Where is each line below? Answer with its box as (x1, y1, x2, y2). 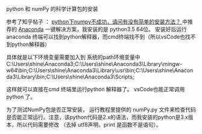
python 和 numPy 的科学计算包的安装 (6, 5, 98, 12)
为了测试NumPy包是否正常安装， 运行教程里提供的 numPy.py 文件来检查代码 (6, 106, 196, 113)
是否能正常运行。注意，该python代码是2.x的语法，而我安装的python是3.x (6, 113, 189, 121)
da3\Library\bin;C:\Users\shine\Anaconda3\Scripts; (6, 73, 134, 80)
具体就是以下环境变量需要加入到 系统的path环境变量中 (6, 54, 140, 60)
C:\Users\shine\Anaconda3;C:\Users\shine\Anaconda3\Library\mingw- (6, 60, 183, 68)
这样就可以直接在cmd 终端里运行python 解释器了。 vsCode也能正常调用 (6, 86, 185, 92)
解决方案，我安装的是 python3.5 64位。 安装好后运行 (55, 26, 187, 33)
